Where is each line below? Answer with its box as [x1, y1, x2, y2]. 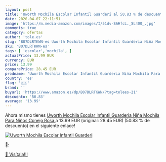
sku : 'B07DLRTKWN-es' [5, 44, 50, 49]
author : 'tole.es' [5, 35, 43, 40]
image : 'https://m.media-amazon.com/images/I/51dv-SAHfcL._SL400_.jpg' [5, 21, 156, 26]
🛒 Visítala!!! [5, 151, 28, 158]
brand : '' [5, 85, 26, 90]
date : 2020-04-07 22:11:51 [5, 16, 61, 21]
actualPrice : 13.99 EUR [5, 53, 54, 58]
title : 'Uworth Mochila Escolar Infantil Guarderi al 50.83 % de [5, 12, 142, 17]
